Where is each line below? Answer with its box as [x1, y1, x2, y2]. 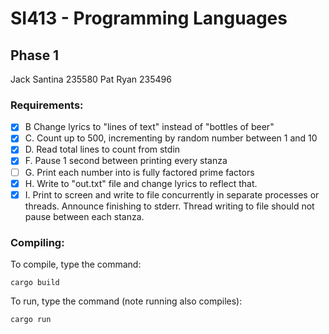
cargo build [10, 278, 60, 288]
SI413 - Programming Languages [10, 7, 288, 30]
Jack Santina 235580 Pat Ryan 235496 [10, 73, 172, 85]
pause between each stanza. [24, 210, 145, 222]
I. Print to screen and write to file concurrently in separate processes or [24, 188, 320, 201]
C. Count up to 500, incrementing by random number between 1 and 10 [24, 132, 318, 144]
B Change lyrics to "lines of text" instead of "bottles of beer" [24, 121, 275, 133]
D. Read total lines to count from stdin [24, 143, 181, 156]
